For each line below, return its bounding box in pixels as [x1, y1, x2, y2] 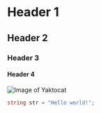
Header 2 [7, 32, 49, 44]
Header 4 [7, 70, 35, 79]
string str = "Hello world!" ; [7, 99, 95, 106]
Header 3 [7, 53, 40, 63]
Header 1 [7, 4, 59, 20]
